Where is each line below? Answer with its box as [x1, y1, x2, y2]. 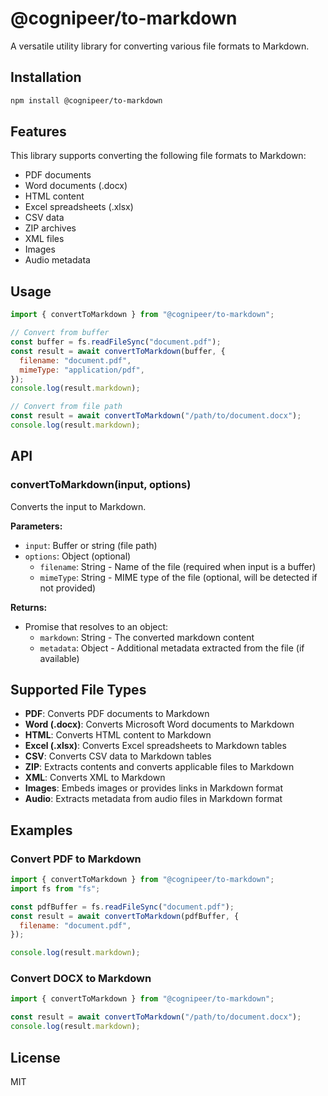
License [10, 1049, 61, 1066]
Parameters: [10, 520, 63, 532]
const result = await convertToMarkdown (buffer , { [10, 346, 226, 356]
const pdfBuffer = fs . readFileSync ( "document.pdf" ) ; [10, 902, 235, 912]
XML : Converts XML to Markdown [24, 772, 166, 784]
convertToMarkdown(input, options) [10, 478, 192, 492]
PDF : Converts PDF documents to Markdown [24, 708, 210, 720]
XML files [24, 233, 65, 245]
